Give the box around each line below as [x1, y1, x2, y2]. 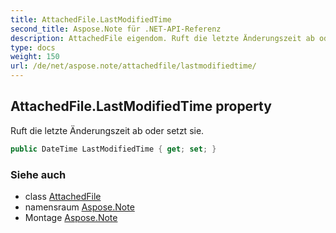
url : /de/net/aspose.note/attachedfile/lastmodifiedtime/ [10, 61, 257, 71]
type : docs [10, 42, 56, 53]
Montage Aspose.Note [24, 211, 118, 223]
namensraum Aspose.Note [24, 201, 135, 213]
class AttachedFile [24, 190, 102, 202]
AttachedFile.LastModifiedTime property [10, 98, 272, 115]
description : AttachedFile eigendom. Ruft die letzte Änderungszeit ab [10, 33, 315, 43]
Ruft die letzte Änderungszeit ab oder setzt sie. [10, 124, 205, 136]
